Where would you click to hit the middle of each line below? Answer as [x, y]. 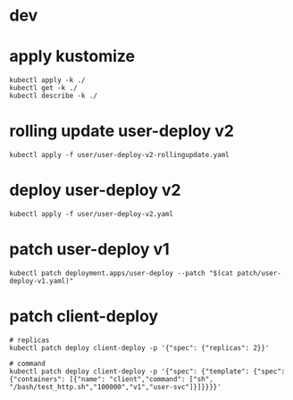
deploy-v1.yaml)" [42, 281]
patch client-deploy [84, 317]
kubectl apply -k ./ [48, 80]
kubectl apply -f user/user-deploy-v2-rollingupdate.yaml [119, 155]
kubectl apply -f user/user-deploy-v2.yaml [92, 214]
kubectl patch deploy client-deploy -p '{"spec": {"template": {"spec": [147, 371]
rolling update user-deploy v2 [122, 131]
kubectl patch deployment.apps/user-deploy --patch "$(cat [121, 273]
